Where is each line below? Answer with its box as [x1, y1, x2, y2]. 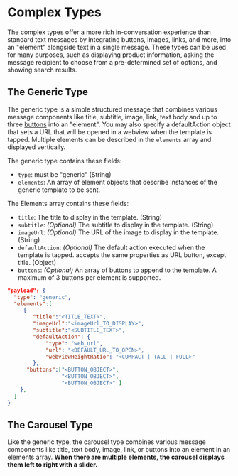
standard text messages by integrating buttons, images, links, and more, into [7, 35, 232, 43]
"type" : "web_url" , [45, 340, 103, 347]
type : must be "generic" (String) [17, 170, 112, 178]
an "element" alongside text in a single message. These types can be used [7, 43, 226, 51]
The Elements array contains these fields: [7, 199, 129, 207]
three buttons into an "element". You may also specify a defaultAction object [7, 120, 231, 129]
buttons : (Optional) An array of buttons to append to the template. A [17, 266, 217, 274]
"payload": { [7, 287, 46, 294]
